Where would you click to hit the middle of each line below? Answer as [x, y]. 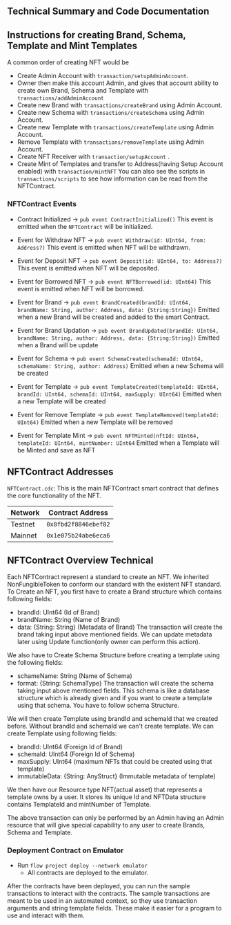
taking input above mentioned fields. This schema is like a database [113, 690]
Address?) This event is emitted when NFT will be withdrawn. [104, 247]
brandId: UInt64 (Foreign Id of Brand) [70, 747]
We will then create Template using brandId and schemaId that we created [113, 719]
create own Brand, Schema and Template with [83, 91]
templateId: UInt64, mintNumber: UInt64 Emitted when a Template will [118, 443]
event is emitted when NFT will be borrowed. [81, 289]
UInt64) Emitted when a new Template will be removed [95, 422]
